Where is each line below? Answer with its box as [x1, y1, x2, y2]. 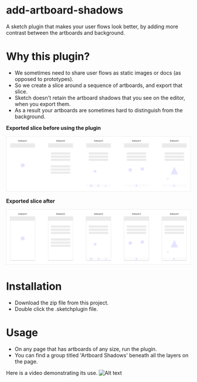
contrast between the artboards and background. [6, 29, 125, 36]
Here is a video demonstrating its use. [6, 369, 98, 376]
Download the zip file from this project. [14, 299, 109, 306]
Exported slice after [6, 197, 55, 205]
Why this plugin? [6, 50, 90, 63]
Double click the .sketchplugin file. [14, 306, 98, 312]
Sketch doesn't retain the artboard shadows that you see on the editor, [14, 94, 186, 101]
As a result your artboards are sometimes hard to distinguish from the [14, 106, 183, 113]
